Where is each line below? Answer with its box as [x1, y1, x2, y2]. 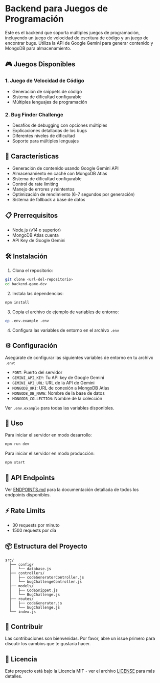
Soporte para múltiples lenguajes [12, 138, 79, 144]
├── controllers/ [9, 571, 45, 575]
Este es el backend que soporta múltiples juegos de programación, [5, 29, 140, 35]
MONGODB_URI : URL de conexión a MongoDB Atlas [12, 385, 110, 391]
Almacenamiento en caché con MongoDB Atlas [12, 170, 108, 176]
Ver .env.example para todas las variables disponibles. [5, 405, 114, 410]
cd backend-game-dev [5, 282, 47, 287]
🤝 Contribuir [5, 623, 43, 631]
